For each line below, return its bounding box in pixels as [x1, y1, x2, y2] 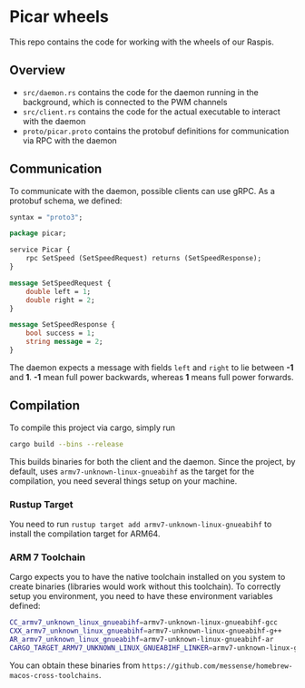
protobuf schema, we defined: [9, 195, 123, 206]
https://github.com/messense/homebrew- [142, 661, 293, 671]
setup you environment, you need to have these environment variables [9, 591, 274, 602]
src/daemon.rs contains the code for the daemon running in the [22, 86, 259, 97]
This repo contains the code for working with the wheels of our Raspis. [9, 36, 275, 47]
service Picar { [9, 245, 71, 255]
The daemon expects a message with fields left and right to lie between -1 [9, 361, 294, 373]
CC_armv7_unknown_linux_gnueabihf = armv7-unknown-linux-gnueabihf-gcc [9, 618, 279, 627]
